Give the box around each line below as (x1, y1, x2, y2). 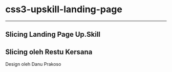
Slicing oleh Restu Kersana (5, 47, 93, 56)
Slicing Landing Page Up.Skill (5, 30, 101, 39)
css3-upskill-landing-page (5, 4, 123, 15)
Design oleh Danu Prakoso (5, 61, 61, 67)
